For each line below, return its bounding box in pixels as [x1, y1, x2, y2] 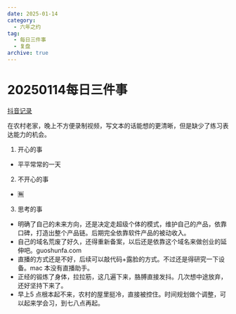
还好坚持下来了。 [17, 281, 67, 289]
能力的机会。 [13, 130, 51, 138]
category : [7, 17, 37, 24]
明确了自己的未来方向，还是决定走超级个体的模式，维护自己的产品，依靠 [17, 219, 227, 228]
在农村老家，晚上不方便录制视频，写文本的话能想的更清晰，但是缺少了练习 [7, 121, 223, 130]
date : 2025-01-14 [7, 10, 58, 18]
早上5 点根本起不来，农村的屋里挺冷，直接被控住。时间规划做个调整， [17, 289, 221, 299]
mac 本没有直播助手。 [29, 263, 93, 272]
